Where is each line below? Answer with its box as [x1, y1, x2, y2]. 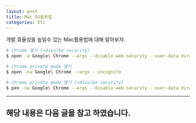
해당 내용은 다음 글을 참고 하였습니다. [6, 108, 131, 118]
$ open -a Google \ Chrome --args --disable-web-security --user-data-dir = [6, 53, 192, 59]
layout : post [6, 8, 38, 15]
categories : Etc [6, 19, 45, 25]
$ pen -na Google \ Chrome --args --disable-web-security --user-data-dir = [6, 85, 192, 91]
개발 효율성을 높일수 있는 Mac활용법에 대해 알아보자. [6, 36, 125, 43]
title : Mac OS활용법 [6, 14, 52, 20]
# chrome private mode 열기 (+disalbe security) [6, 79, 124, 85]
